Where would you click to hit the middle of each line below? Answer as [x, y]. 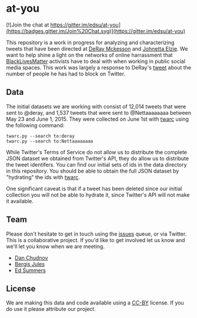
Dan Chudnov [31, 257]
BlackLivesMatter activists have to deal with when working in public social [96, 61]
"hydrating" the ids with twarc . [43, 177]
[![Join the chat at [28, 25]
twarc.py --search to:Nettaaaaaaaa [50, 141]
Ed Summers [30, 270]
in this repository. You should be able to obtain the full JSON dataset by [93, 171]
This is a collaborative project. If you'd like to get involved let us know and [96, 240]
